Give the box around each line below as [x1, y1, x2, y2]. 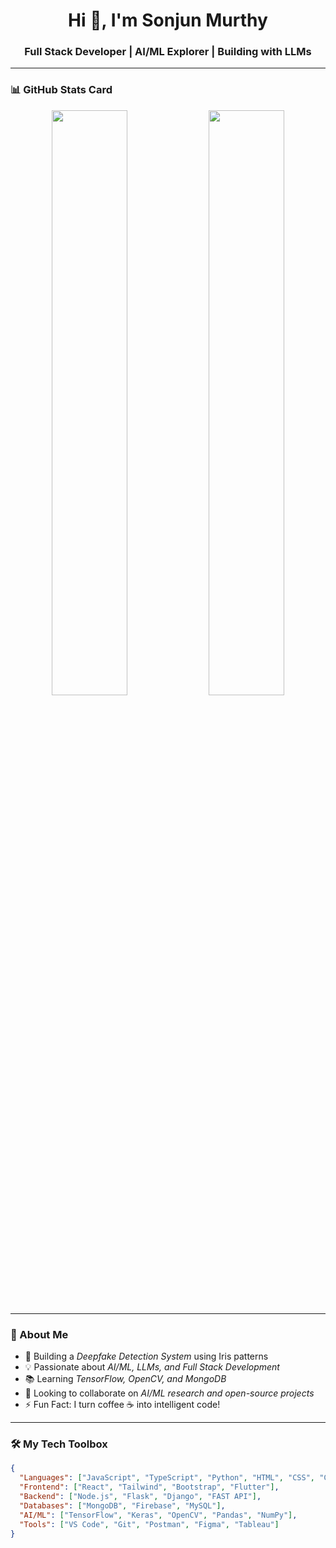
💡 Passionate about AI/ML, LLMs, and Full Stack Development [24, 1361, 280, 1373]
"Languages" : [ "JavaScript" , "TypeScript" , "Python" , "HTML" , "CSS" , [19, 1473, 315, 1483]
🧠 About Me [10, 1327, 69, 1341]
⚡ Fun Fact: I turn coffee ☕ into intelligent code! [24, 1399, 221, 1411]
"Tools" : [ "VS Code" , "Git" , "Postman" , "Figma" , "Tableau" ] [19, 1519, 280, 1529]
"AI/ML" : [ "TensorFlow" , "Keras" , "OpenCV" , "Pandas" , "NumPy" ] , [19, 1510, 298, 1520]
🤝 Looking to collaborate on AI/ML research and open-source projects [24, 1387, 315, 1399]
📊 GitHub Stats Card [10, 83, 113, 97]
